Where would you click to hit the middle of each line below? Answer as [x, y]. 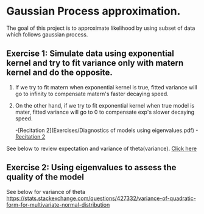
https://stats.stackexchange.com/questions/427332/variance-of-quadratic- [101, 198]
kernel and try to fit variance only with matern [95, 63]
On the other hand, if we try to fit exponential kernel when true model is [105, 105]
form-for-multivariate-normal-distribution [58, 204]
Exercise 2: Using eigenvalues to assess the [91, 167]
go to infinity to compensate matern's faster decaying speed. [92, 94]
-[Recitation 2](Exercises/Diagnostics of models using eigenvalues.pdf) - [107, 130]
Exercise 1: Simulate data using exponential [90, 54]
